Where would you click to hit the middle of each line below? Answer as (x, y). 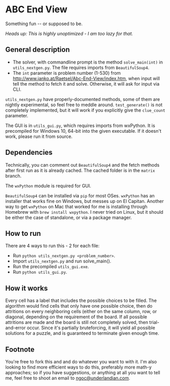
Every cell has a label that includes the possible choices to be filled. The (81, 300)
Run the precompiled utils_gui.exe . (51, 267)
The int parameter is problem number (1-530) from (67, 73)
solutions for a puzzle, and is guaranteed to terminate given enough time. (82, 333)
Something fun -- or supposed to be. (44, 24)
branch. (14, 176)
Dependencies (29, 153)
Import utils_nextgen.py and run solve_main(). (62, 261)
